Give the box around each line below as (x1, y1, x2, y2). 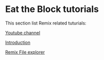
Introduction (5, 39, 31, 45)
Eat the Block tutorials (5, 3, 99, 15)
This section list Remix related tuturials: (5, 20, 86, 26)
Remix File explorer (5, 49, 45, 55)
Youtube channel (5, 29, 40, 35)
